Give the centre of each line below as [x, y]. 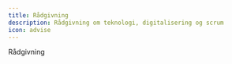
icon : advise [30, 30]
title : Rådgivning [38, 15]
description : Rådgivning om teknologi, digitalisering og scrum [116, 23]
